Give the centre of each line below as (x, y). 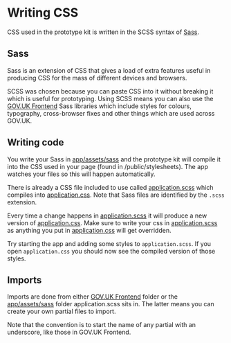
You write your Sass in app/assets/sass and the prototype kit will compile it (114, 159)
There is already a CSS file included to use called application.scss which (110, 187)
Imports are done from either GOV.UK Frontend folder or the (93, 297)
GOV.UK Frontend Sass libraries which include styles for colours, (99, 106)
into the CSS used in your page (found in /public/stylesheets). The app (108, 166)
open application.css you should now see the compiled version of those (111, 251)
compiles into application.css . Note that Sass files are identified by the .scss (116, 195)
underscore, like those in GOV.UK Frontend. (69, 332)
